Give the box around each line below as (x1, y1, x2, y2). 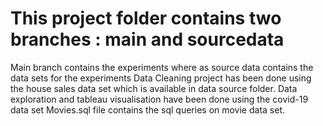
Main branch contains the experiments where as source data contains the (10, 61, 314, 73)
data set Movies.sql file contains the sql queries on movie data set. (10, 103, 286, 116)
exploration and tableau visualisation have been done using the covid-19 (10, 93, 309, 105)
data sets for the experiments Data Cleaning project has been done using (10, 72, 312, 84)
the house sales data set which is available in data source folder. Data (10, 82, 298, 94)
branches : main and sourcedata (10, 28, 285, 51)
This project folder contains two (10, 7, 282, 30)
